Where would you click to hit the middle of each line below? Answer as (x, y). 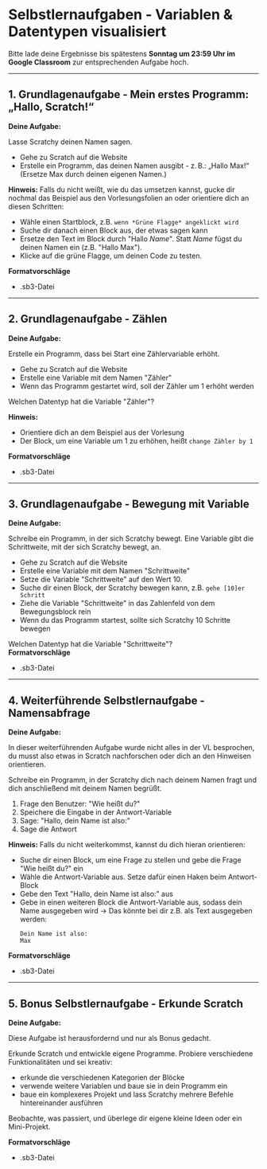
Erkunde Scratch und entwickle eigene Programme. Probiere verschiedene (131, 1054)
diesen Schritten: (36, 206)
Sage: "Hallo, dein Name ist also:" (75, 821)
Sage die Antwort (48, 829)
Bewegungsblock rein (55, 612)
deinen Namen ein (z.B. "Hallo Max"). (81, 247)
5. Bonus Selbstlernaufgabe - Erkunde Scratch (126, 1004)
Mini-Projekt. (29, 1127)
